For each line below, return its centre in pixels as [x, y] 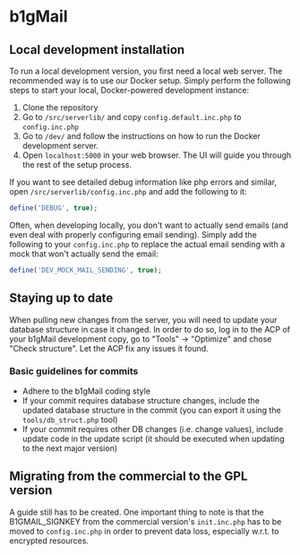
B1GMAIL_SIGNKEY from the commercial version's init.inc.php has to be [146, 521]
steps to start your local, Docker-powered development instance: [129, 90]
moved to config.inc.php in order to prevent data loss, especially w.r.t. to [144, 531]
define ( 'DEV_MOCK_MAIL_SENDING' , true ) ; [86, 270]
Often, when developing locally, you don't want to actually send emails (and [149, 225]
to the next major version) [70, 448]
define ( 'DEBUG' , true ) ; [54, 208]
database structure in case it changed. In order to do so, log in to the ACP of [150, 329]
